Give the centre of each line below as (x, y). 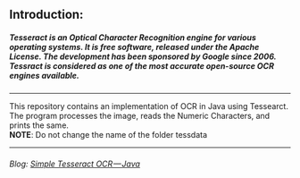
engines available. (45, 75)
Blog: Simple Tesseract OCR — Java (75, 164)
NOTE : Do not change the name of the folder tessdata (108, 135)
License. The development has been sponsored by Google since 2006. (143, 56)
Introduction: (46, 15)
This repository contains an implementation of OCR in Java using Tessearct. (149, 106)
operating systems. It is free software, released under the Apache (134, 47)
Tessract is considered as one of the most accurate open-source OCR (142, 65)
